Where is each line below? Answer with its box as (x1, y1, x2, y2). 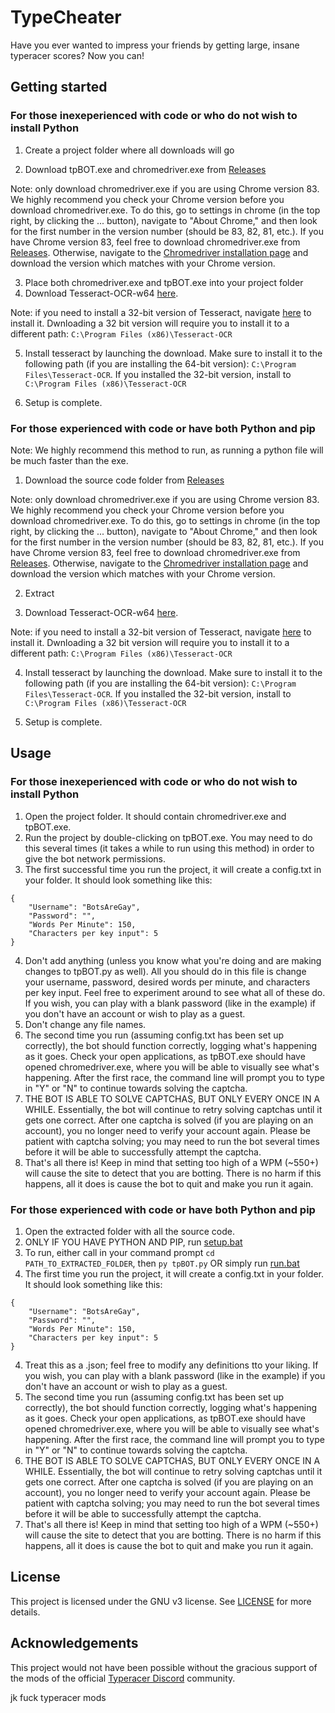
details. (10, 1606, 41, 1618)
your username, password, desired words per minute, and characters (24, 976, 311, 988)
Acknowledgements (10, 1635, 139, 1652)
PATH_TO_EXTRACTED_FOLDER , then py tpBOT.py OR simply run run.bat (24, 1257, 300, 1269)
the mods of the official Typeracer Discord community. (10, 1672, 236, 1684)
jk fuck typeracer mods (10, 1691, 107, 1703)
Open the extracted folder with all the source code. (24, 1225, 236, 1237)
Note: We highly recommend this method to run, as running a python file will (10, 444, 324, 456)
